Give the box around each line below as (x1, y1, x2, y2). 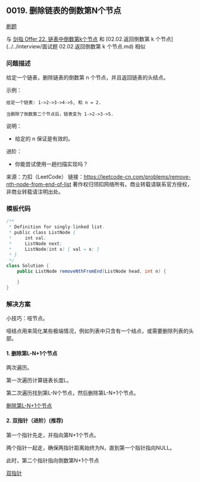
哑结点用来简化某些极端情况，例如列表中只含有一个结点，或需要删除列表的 (6, 327, 189, 334)
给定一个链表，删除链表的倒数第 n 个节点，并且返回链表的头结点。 (6, 74, 169, 81)
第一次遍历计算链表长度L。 (6, 377, 72, 384)
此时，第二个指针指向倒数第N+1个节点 (6, 456, 99, 464)
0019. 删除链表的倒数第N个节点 (6, 5, 121, 16)
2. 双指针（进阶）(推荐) (6, 417, 64, 424)
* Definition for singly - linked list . (8, 224, 105, 230)
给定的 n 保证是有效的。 (14, 135, 73, 142)
